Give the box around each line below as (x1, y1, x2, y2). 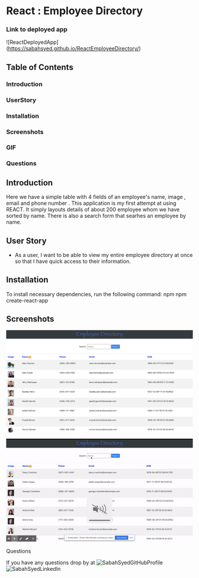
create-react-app (6, 297, 49, 304)
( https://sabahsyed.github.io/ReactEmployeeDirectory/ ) (6, 45, 141, 52)
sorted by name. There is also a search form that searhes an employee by (6, 212, 187, 220)
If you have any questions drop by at (6, 558, 95, 566)
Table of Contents (6, 62, 74, 72)
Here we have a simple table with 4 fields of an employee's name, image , (6, 194, 186, 201)
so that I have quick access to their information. (14, 258, 131, 265)
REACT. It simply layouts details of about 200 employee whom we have (6, 206, 180, 213)
